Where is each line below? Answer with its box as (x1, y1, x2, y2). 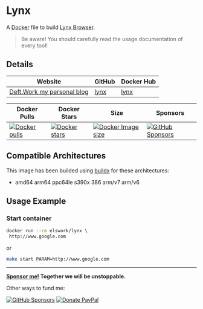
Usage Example (6, 196, 66, 206)
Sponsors (156, 108, 185, 117)
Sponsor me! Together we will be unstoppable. (6, 273, 126, 280)
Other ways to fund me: (6, 284, 65, 291)
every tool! (21, 42, 48, 49)
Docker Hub (120, 77, 156, 85)
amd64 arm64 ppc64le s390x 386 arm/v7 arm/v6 (14, 178, 140, 186)
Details (6, 59, 33, 70)
